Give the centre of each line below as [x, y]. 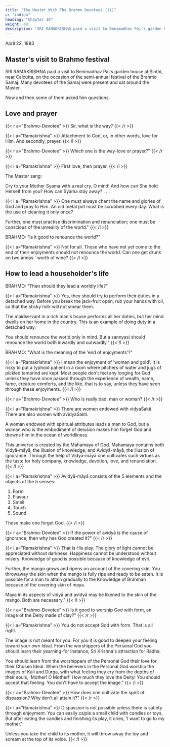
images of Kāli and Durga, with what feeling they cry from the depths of [80, 672]
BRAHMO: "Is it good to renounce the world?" [53, 237]
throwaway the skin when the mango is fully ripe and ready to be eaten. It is [84, 574]
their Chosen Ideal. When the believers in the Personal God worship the [80, 666]
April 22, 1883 [20, 43]
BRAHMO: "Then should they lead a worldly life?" [57, 286]
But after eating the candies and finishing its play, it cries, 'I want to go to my [85, 718]
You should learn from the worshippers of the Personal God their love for [81, 661]
